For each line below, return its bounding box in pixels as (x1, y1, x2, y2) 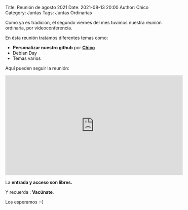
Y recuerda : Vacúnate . (5, 189, 54, 195)
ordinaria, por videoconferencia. (5, 25, 72, 31)
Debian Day (12, 50, 37, 56)
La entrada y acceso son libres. (5, 180, 72, 185)
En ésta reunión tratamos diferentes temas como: (5, 35, 108, 41)
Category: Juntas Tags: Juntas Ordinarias (5, 10, 92, 16)
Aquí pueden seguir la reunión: (5, 65, 69, 71)
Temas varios (12, 55, 41, 61)
